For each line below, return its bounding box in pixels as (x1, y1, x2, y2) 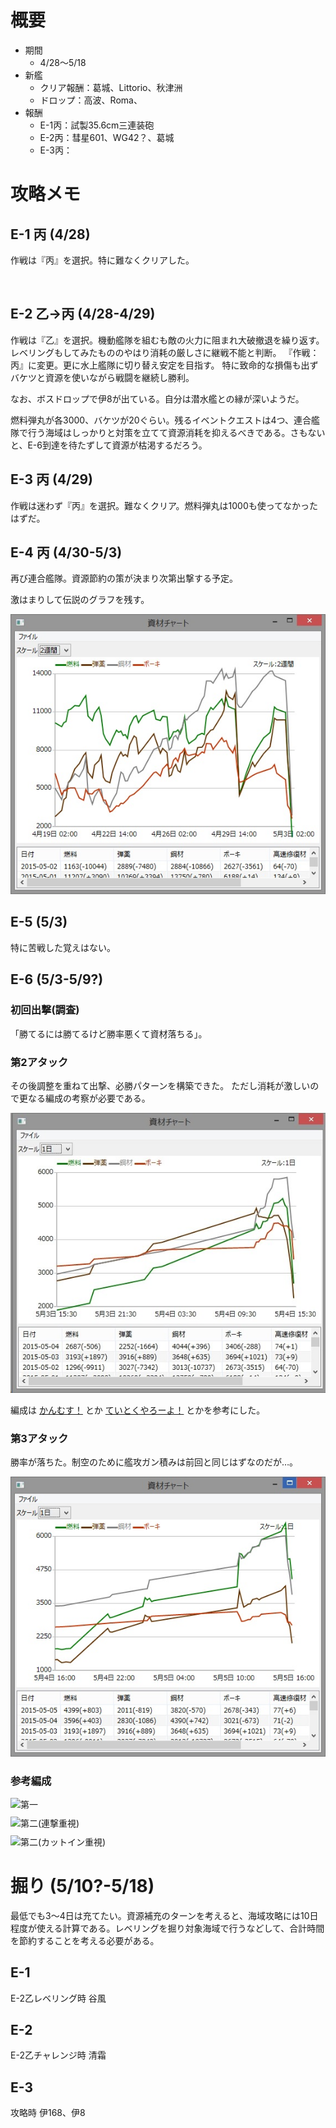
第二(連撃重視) (20, 1817, 80, 1829)
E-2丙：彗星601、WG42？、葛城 (39, 131, 175, 143)
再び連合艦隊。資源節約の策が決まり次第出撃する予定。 (10, 572, 238, 585)
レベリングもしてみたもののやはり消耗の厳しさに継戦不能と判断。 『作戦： (10, 346, 320, 358)
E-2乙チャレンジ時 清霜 (10, 2049, 107, 2061)
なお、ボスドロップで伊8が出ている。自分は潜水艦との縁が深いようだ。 (10, 392, 305, 405)
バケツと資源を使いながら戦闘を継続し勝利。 (10, 371, 195, 383)
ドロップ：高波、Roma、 (39, 94, 143, 106)
